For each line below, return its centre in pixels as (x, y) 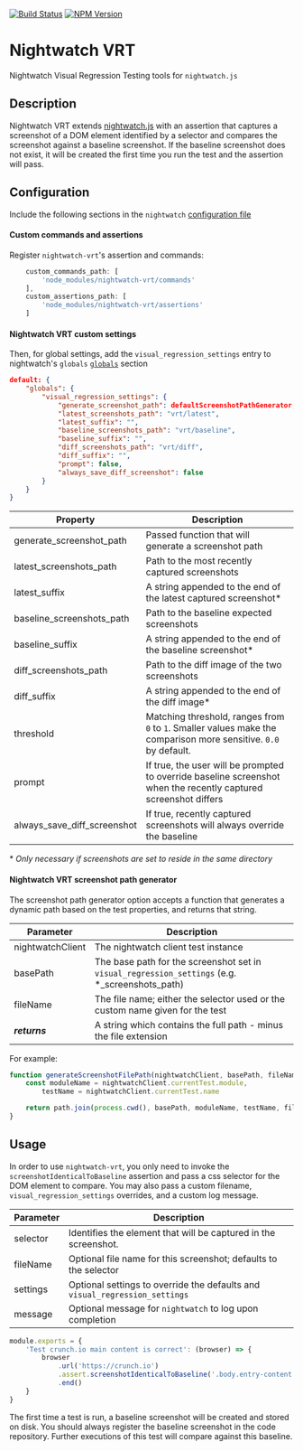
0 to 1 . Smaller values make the (211, 728)
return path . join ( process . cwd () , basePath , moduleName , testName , (153, 1108)
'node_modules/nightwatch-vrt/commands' (119, 280)
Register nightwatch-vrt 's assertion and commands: (107, 255)
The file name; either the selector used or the (190, 998)
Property (75, 520)
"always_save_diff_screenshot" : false (130, 473)
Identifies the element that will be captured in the (172, 1232)
